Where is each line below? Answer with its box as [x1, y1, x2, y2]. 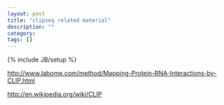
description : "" [7, 23, 55, 30]
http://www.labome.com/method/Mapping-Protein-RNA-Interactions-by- [7, 69, 217, 78]
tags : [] [7, 36, 33, 43]
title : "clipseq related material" [7, 17, 111, 24]
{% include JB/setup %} [7, 55, 77, 64]
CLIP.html [7, 76, 35, 85]
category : [7, 29, 36, 37]
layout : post [7, 10, 45, 17]
